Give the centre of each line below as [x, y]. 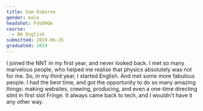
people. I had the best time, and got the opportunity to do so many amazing [101, 82]
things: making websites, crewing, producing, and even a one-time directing [102, 89]
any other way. [25, 101]
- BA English [28, 35]
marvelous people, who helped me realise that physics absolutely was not [99, 69]
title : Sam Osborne [31, 12]
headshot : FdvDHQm [30, 23]
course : [16, 29]
